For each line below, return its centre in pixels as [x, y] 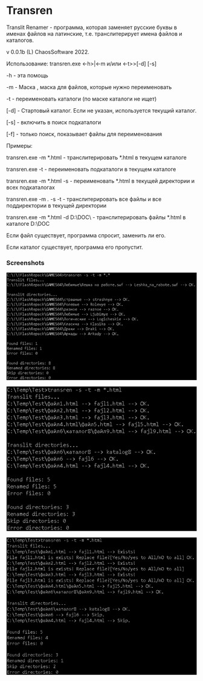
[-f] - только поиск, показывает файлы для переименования [84, 134]
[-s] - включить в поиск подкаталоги [54, 122]
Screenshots [25, 263]
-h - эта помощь [27, 75]
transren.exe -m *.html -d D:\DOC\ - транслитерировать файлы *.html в [96, 217]
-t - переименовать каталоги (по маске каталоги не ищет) [82, 99]
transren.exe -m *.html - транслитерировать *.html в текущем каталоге [97, 157]
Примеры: [20, 145]
